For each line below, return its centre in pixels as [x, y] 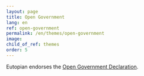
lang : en [17, 22]
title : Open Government [36, 17]
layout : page [22, 11]
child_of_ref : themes [33, 45]
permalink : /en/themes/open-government [55, 34]
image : [14, 39]
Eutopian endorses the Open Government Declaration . [72, 67]
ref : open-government [33, 28]
